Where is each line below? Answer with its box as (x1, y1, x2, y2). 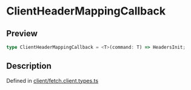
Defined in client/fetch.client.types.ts (6, 77, 99, 84)
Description (6, 61, 52, 71)
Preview (6, 28, 38, 39)
